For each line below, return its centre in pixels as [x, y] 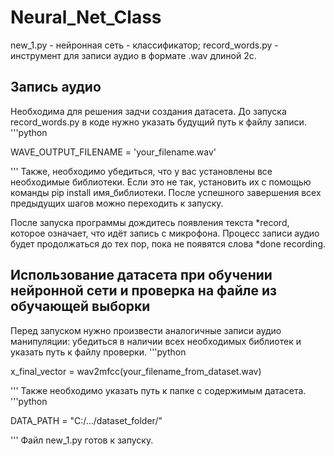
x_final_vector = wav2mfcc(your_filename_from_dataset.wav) [136, 371]
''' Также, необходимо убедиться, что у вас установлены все [141, 171]
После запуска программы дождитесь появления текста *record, [150, 222]
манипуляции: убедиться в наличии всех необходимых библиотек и [156, 341]
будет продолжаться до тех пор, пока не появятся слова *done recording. [168, 243]
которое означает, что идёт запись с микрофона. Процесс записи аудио [165, 233]
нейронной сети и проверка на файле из [143, 291]
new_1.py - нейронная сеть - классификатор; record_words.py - [144, 45]
